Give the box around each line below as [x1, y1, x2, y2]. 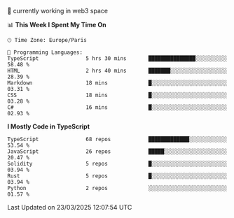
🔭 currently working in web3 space [7, 7, 109, 15]
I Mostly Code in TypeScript [7, 122, 90, 131]
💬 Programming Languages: [7, 49, 83, 56]
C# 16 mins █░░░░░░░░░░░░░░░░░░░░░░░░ [7, 104, 228, 111]
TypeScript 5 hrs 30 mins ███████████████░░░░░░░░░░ [7, 55, 228, 62]
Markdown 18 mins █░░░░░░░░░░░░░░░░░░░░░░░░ [7, 80, 228, 87]
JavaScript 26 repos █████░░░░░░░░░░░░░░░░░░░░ [7, 148, 228, 155]
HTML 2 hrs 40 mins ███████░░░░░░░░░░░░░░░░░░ [7, 67, 228, 74]
